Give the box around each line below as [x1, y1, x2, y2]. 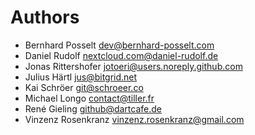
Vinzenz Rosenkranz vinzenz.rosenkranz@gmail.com [24, 113, 245, 125]
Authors [10, 6, 80, 29]
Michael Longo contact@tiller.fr [24, 92, 155, 104]
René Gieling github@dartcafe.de [24, 102, 162, 115]
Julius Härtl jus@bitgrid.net [24, 71, 138, 83]
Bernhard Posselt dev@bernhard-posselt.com [24, 39, 215, 51]
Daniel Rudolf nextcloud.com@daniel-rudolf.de [24, 49, 219, 61]
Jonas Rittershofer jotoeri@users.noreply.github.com [24, 60, 243, 72]
